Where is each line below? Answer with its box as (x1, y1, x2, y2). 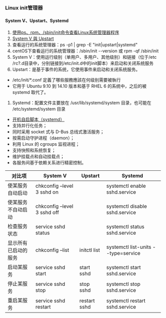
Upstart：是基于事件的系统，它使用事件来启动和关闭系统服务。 (12, 67, 140, 73)
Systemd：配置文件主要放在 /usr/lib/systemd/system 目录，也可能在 (12, 100, 152, 106)
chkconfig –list (35, 247, 69, 254)
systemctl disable (106, 203, 147, 210)
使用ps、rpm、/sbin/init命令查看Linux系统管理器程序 (12, 30, 120, 36)
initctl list (79, 247, 100, 254)
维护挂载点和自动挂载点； (12, 154, 65, 159)
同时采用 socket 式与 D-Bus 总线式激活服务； (12, 129, 105, 135)
